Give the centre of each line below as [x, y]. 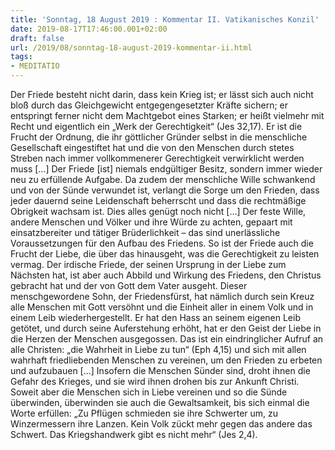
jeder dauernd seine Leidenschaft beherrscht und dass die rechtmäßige [158, 200]
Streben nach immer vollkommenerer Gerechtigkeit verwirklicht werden [157, 158]
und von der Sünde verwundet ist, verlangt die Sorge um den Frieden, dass [165, 190]
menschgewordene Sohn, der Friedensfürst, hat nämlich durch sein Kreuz [162, 296]
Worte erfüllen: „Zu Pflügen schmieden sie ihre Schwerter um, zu [144, 413]
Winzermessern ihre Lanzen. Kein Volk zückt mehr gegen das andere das [161, 424]
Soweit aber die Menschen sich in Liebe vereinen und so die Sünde [149, 392]
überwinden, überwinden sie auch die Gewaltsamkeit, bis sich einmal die [160, 402]
